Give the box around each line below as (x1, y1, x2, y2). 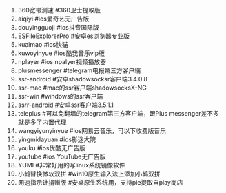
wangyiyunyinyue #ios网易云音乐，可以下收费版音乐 (17, 127, 167, 134)
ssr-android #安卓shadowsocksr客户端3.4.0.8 (17, 75, 147, 83)
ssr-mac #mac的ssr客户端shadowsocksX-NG (17, 83, 147, 92)
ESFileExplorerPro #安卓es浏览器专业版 (17, 32, 130, 40)
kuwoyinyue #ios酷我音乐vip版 (17, 49, 105, 57)
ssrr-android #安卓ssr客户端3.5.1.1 (17, 101, 114, 109)
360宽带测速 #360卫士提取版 (17, 6, 101, 14)
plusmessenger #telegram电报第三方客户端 (17, 66, 141, 74)
